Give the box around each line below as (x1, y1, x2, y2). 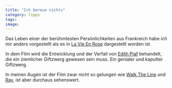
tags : (5, 17, 17, 22)
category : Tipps (5, 12, 40, 17)
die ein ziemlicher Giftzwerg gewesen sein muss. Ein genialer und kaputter (5, 56, 163, 63)
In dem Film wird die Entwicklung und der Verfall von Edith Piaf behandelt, (5, 51, 162, 57)
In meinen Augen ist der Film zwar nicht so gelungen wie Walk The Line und (5, 72, 166, 78)
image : (5, 21, 20, 27)
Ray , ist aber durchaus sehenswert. (5, 77, 80, 83)
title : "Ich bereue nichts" (5, 7, 66, 13)
